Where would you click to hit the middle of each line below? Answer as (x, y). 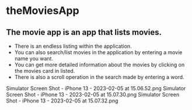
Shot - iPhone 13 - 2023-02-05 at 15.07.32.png (62, 101)
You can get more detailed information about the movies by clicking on (100, 65)
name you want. (34, 58)
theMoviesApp (43, 11)
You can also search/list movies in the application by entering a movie (98, 52)
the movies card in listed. (45, 71)
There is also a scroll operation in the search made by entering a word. (100, 77)
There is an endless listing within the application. (73, 46)
